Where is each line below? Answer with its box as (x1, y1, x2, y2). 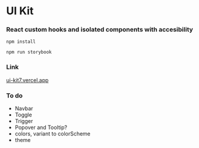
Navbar (14, 105, 33, 112)
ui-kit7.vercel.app (6, 76, 49, 84)
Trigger (14, 118, 33, 125)
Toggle (14, 111, 32, 118)
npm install (6, 39, 36, 45)
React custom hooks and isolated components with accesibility (6, 26, 194, 34)
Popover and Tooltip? (14, 124, 67, 131)
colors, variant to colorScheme (14, 130, 91, 137)
